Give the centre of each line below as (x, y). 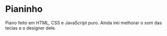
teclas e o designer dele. (31, 28)
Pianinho (24, 9)
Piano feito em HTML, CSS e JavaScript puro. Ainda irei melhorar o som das (83, 23)
